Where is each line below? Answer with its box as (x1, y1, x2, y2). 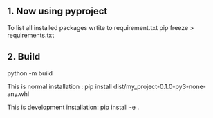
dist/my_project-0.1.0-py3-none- (113, 82, 206, 91)
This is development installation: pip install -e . (7, 103, 140, 111)
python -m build (7, 69, 53, 78)
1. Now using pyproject (7, 5, 108, 17)
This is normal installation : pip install (7, 82, 112, 91)
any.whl (7, 89, 30, 98)
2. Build (7, 51, 41, 62)
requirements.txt (7, 31, 55, 39)
